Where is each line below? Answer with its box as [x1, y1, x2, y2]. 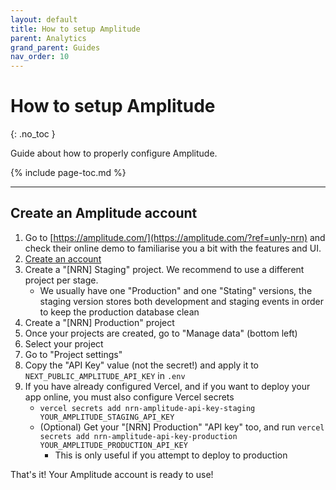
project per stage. [24, 274, 99, 286]
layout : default [10, 14, 78, 25]
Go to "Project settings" [24, 348, 123, 360]
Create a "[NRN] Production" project [24, 316, 175, 328]
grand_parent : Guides [10, 42, 101, 53]
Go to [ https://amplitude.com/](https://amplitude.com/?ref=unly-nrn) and [24, 231, 326, 243]
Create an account [24, 252, 102, 265]
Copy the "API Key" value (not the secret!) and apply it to [24, 359, 259, 371]
